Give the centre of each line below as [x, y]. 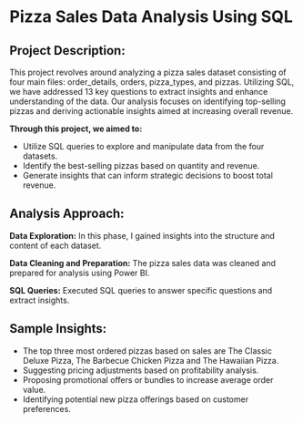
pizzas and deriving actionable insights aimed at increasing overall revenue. [151, 111]
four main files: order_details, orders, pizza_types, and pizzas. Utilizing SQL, [152, 82]
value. [34, 389]
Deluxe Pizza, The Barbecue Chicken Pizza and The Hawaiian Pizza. [151, 360]
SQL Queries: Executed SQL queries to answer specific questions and [141, 290]
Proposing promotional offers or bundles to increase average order [148, 379]
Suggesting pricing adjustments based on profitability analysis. [141, 370]
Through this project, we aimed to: [76, 129]
